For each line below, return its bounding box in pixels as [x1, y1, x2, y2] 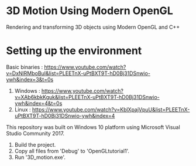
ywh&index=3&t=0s [6, 76, 54, 83]
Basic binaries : [6, 63, 43, 70]
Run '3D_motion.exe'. [14, 154, 66, 161]
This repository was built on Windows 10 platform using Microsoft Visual [6, 123, 180, 130]
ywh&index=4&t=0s [14, 100, 63, 107]
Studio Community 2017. [6, 130, 65, 137]
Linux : [14, 106, 31, 113]
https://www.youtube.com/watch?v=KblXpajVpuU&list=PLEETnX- [32, 106, 190, 113]
